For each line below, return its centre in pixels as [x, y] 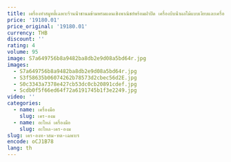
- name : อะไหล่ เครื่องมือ [42, 122]
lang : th [20, 148]
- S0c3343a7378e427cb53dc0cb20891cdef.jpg [75, 84]
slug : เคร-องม [38, 116]
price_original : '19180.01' [48, 26]
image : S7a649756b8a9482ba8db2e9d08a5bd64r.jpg [77, 59]
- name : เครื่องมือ [34, 110]
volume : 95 [23, 52]
